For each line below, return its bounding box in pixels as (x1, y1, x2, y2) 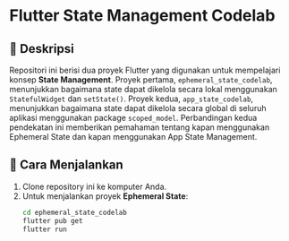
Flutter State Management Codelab (9, 5, 276, 26)
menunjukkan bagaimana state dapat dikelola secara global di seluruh (9, 103, 267, 113)
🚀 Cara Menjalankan (9, 158, 123, 173)
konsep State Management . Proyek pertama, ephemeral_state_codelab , (9, 74, 273, 85)
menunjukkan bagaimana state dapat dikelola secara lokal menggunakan (9, 84, 277, 94)
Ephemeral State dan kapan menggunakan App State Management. (9, 132, 258, 142)
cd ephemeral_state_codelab (21, 208, 127, 217)
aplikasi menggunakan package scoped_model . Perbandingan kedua (9, 113, 258, 123)
